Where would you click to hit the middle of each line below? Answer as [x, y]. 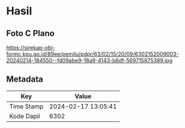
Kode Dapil [25, 116]
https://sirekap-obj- [31, 47]
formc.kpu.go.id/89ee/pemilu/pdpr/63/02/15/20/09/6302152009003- [92, 54]
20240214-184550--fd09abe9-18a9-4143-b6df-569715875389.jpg [89, 60]
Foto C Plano [30, 33]
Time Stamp [27, 106]
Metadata [25, 79]
